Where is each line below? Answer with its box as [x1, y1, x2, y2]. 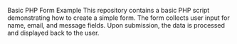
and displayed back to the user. [7, 28, 100, 37]
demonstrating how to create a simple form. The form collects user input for [7, 13, 230, 22]
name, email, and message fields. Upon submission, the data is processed [7, 21, 226, 29]
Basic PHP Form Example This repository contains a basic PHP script [7, 6, 210, 14]
